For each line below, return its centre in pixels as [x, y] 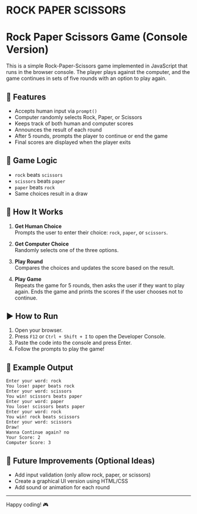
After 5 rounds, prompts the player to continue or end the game [91, 136]
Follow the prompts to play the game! [59, 349]
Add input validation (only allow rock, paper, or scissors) [83, 475]
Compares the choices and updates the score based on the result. [94, 267]
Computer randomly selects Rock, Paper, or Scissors [78, 117]
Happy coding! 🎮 [27, 505]
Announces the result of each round [58, 129]
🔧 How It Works [35, 212]
